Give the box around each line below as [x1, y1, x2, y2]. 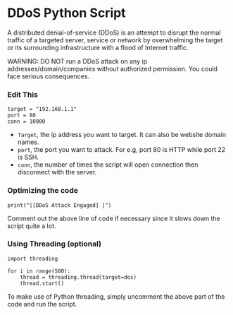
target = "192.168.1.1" [7, 106, 77, 113]
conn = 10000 [7, 118, 46, 125]
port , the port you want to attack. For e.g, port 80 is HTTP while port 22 [17, 145, 226, 154]
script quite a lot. [7, 221, 56, 230]
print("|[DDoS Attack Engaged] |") [7, 201, 112, 209]
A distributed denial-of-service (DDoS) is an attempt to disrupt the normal [7, 28, 221, 37]
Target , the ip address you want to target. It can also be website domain [17, 131, 227, 139]
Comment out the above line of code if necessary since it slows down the [7, 214, 220, 222]
